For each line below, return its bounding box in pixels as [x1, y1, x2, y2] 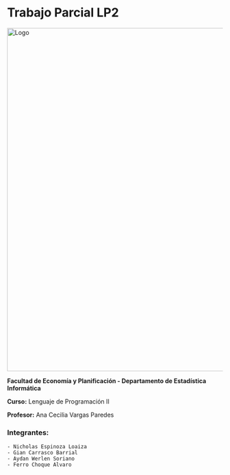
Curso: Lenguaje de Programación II [7, 397, 110, 406]
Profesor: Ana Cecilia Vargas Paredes [7, 410, 114, 419]
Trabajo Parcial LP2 [7, 5, 119, 21]
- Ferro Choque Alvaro [7, 461, 72, 468]
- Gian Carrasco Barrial [7, 450, 78, 456]
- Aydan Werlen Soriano [7, 455, 75, 463]
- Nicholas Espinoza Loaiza [7, 443, 88, 450]
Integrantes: [7, 428, 49, 437]
